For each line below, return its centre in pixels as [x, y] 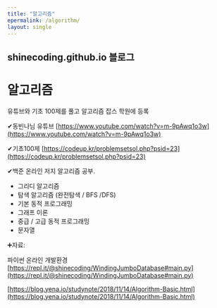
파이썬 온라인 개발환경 [38, 260]
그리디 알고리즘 [38, 186]
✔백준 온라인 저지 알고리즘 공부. [51, 171]
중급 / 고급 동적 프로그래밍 [54, 221]
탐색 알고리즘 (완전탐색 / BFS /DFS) [67, 195]
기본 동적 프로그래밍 [45, 203]
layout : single [30, 27]
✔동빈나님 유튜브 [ [33, 126]
